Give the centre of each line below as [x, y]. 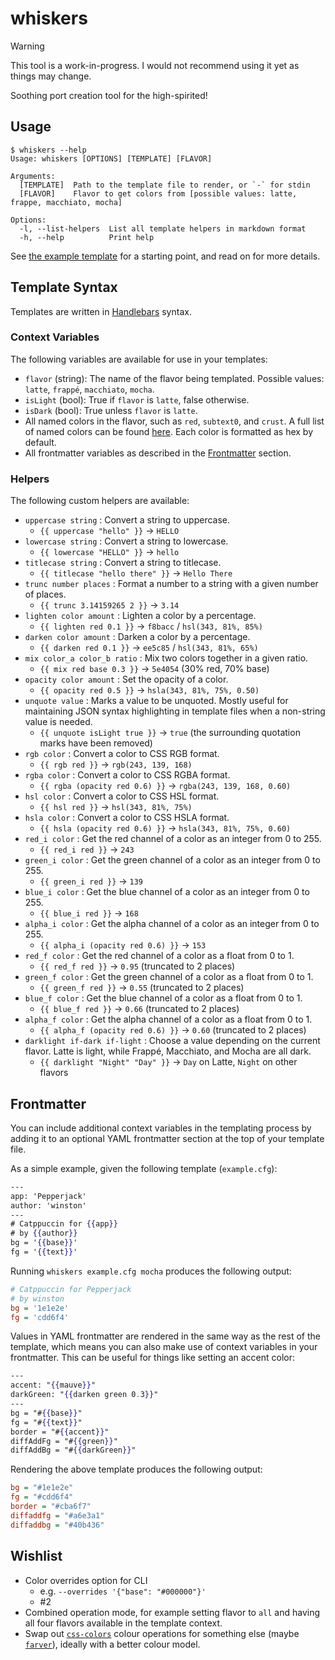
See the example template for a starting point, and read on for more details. [165, 256]
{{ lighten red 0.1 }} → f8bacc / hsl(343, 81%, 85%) [151, 626]
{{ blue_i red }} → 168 [89, 913]
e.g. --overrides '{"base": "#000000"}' [123, 1591]
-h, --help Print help [87, 237]
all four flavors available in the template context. [123, 1623]
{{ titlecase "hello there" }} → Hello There [136, 573]
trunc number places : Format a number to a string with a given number [171, 584]
